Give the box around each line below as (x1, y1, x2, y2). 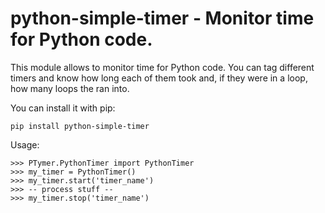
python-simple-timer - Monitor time (10, 7, 315, 30)
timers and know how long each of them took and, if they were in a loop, (10, 72, 308, 84)
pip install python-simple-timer (10, 121, 150, 131)
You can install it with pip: (10, 102, 116, 114)
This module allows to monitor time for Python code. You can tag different (10, 61, 315, 73)
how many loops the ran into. (10, 82, 130, 94)
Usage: (10, 138, 40, 151)
